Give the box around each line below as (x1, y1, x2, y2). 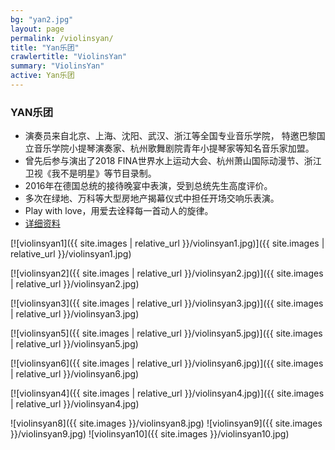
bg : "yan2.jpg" (10, 14, 74, 25)
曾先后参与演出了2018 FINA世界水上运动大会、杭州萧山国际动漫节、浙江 (24, 155, 322, 167)
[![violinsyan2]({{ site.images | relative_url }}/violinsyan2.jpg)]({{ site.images (10, 267, 324, 280)
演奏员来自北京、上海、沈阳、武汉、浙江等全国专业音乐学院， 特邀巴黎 (24, 130, 317, 142)
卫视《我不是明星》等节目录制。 (24, 167, 157, 180)
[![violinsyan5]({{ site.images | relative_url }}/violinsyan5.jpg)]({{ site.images (10, 327, 323, 340)
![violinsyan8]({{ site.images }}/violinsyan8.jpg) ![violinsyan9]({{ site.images (10, 417, 323, 430)
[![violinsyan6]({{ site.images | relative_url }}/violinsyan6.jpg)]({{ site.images (10, 357, 324, 370)
